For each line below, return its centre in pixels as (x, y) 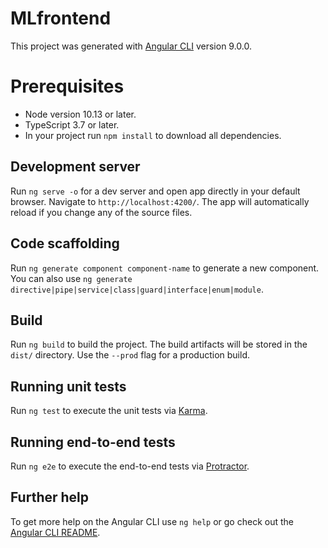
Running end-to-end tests (93, 442)
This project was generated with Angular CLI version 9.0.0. (131, 46)
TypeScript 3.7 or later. (72, 124)
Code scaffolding (65, 243)
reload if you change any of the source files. (101, 212)
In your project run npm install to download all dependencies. (153, 135)
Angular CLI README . (55, 532)
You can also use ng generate (71, 278)
